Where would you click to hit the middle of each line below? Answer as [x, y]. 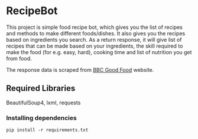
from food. [19, 58]
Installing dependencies [41, 118]
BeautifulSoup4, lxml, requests [43, 102]
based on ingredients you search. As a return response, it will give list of [94, 39]
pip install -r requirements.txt [47, 130]
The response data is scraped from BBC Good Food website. [80, 69]
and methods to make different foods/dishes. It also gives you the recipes [96, 33]
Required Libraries [41, 89]
